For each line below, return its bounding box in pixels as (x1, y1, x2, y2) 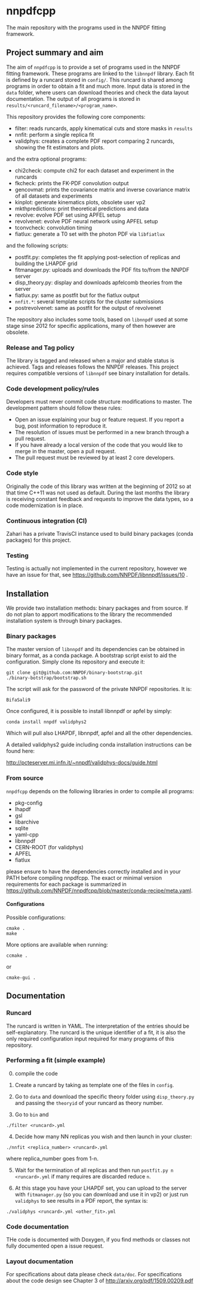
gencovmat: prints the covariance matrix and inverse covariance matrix (14, 186, 190, 193)
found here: (6, 748, 35, 755)
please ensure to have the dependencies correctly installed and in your (6, 868, 181, 875)
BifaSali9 (6, 697, 31, 703)
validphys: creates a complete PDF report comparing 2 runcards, (14, 137, 175, 145)
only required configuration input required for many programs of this (6, 1035, 174, 1042)
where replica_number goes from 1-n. (6, 1154, 99, 1162)
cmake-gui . (6, 975, 36, 981)
